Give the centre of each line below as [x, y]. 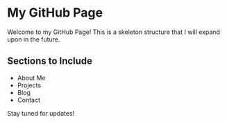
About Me [32, 78]
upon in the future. [34, 39]
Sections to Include [50, 61]
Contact [28, 100]
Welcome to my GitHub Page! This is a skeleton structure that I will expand [114, 32]
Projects [29, 85]
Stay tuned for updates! [41, 113]
